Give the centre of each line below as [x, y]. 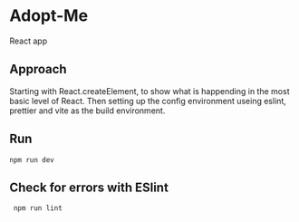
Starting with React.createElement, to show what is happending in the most [149, 91]
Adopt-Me [49, 16]
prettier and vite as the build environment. [87, 111]
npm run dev [32, 159]
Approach [38, 69]
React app [29, 41]
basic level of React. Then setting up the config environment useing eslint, [148, 101]
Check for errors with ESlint [89, 187]
